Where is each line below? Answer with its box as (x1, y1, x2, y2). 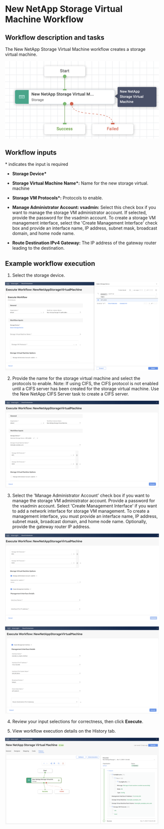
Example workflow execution (5, 259, 95, 268)
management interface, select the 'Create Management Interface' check (12, 220, 158, 226)
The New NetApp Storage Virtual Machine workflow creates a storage (5, 46, 145, 52)
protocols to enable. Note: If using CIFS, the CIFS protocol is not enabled (12, 380, 159, 386)
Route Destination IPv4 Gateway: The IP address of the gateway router (12, 240, 157, 246)
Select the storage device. (12, 273, 65, 278)
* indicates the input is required (5, 161, 68, 167)
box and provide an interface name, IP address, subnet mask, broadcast (12, 225, 158, 231)
